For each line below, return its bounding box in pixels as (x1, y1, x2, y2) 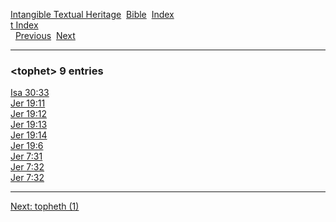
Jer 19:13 (10, 119, 48, 131)
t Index (10, 19, 39, 31)
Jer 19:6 (10, 140, 44, 152)
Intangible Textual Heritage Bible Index (10, 9, 175, 20)
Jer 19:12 (10, 108, 48, 120)
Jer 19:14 (10, 129, 48, 141)
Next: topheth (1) (10, 200, 80, 213)
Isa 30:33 (10, 87, 50, 99)
